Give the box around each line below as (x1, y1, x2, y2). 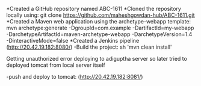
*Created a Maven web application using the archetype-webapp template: (6, 18, 191, 25)
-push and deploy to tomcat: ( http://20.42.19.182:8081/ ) (6, 73, 143, 80)
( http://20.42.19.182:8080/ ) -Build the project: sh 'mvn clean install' (6, 43, 173, 51)
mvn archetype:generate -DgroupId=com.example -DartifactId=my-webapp (6, 24, 194, 31)
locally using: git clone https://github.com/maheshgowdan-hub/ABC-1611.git (6, 11, 195, 19)
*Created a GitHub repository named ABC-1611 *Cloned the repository (6, 5, 182, 12)
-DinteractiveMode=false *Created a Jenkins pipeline (6, 37, 140, 44)
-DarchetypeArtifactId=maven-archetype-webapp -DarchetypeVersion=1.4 (6, 31, 193, 38)
